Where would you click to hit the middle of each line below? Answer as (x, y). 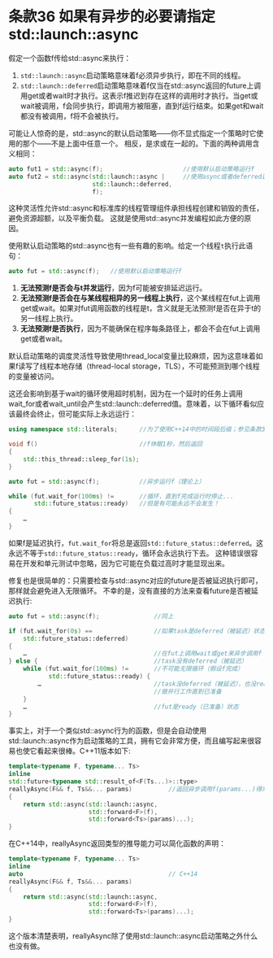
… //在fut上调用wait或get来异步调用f (143, 654)
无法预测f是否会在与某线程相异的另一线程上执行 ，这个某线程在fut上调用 (140, 298)
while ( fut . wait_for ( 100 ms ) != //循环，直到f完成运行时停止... (121, 496)
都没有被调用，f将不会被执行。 (71, 115)
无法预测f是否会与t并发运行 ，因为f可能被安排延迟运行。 (113, 288)
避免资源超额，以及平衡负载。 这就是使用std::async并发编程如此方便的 (126, 218)
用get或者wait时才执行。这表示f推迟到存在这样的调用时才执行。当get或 (139, 95)
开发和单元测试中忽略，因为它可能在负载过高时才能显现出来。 (126, 563)
